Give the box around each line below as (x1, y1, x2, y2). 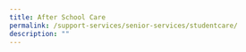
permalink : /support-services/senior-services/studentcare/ (9, 21, 239, 30)
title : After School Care (9, 12, 106, 22)
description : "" (9, 29, 70, 38)
